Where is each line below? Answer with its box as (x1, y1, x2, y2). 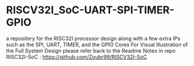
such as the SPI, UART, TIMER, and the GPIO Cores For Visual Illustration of (6, 41, 188, 48)
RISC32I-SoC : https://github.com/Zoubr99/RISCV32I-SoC (6, 53, 148, 60)
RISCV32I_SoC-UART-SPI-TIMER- (6, 3, 175, 17)
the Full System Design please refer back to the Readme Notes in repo (6, 47, 176, 54)
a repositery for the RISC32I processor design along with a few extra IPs (6, 35, 181, 42)
